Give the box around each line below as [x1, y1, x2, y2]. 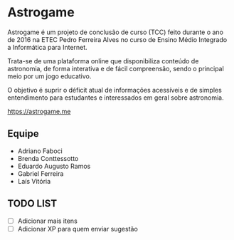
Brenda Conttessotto [17, 154, 79, 162]
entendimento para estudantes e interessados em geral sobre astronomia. [7, 93, 224, 102]
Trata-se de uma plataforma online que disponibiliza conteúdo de [7, 56, 199, 65]
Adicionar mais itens [17, 216, 78, 225]
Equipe [7, 127, 39, 140]
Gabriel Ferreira [17, 169, 64, 178]
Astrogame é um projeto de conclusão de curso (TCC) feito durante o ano [7, 28, 224, 36]
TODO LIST [7, 197, 58, 210]
